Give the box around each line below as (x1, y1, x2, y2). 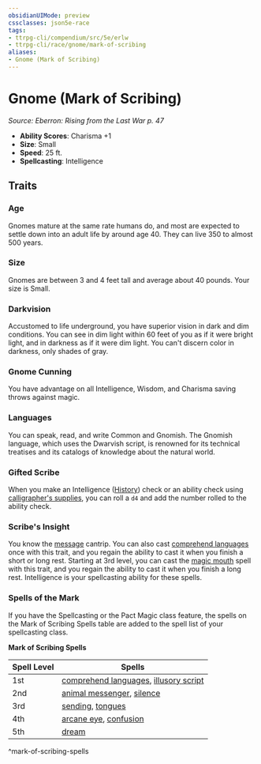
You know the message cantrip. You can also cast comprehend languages (8, 539, 249, 549)
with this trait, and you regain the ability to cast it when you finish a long (8, 564, 242, 574)
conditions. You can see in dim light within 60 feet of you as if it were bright (8, 329, 254, 340)
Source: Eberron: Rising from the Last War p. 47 (8, 115, 164, 125)
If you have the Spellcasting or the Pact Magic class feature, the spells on (8, 610, 247, 620)
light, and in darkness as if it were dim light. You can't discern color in (8, 338, 234, 348)
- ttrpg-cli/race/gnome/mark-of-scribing (8, 41, 147, 49)
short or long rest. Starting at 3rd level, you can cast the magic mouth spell (8, 556, 252, 566)
